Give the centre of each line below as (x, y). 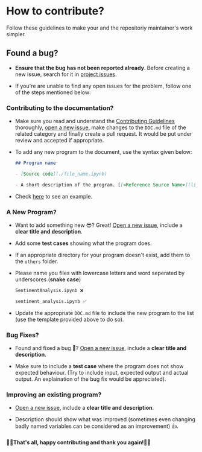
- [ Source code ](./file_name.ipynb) (61, 174)
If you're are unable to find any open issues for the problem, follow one (103, 86)
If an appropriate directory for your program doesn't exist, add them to (103, 255)
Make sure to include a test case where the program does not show (99, 366)
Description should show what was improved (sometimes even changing (105, 419)
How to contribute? (55, 11)
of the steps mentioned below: (53, 92)
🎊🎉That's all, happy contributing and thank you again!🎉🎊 (78, 442)
